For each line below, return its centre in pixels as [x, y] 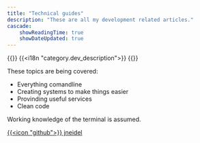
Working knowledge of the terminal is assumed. [74, 119]
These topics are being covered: [53, 71]
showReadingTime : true [52, 32]
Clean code [33, 106]
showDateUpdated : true [52, 39]
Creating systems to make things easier [73, 92]
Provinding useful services [54, 99]
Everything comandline [49, 84]
